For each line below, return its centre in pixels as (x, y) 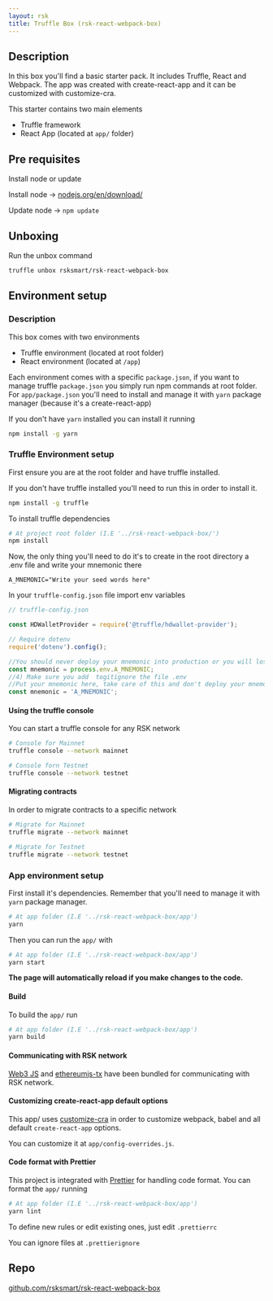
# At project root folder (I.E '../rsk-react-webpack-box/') (114, 533)
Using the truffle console (51, 710)
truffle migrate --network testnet (69, 854)
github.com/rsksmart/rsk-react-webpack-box (84, 1288)
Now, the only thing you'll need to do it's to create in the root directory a (129, 556)
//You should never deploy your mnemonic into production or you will (130, 661)
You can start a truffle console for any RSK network (94, 729)
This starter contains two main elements (76, 109)
